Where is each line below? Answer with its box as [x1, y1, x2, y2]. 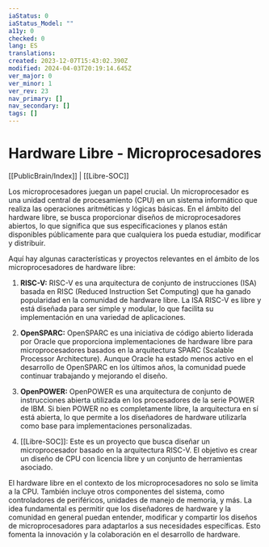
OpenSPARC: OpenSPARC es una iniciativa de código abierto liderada [19, 328, 254, 338]
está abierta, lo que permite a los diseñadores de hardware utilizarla [19, 412, 247, 422]
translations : [8, 49, 57, 57]
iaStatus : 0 [8, 11, 48, 20]
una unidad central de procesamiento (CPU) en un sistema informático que [8, 195, 258, 204]
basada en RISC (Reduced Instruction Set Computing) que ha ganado [19, 286, 251, 296]
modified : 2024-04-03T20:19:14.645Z [8, 65, 132, 73]
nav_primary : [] [8, 95, 63, 103]
